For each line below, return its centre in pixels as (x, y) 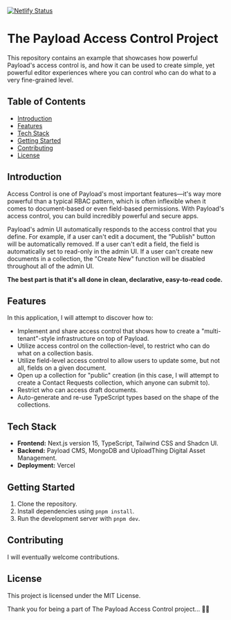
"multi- (211, 331)
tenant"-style (36, 339)
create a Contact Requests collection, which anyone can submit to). (113, 383)
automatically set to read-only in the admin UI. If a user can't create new (110, 251)
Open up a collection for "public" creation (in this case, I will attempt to (118, 375)
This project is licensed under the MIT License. (74, 595)
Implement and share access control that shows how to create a (109, 331)
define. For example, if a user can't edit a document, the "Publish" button (111, 236)
